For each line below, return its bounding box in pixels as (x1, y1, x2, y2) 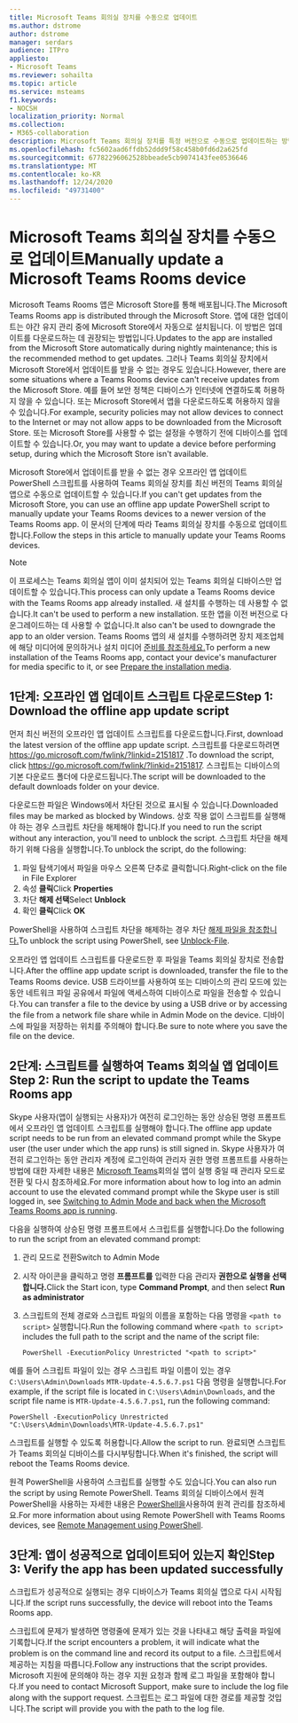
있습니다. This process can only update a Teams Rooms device (49, 586, 276, 597)
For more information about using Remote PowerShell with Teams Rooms (18, 1509, 286, 1520)
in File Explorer (21, 872, 77, 883)
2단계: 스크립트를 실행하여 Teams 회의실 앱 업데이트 (9, 1058, 279, 1074)
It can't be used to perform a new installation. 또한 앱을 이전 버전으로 (32, 609, 279, 619)
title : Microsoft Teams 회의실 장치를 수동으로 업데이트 (9, 12, 198, 22)
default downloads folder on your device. (9, 781, 160, 791)
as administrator (21, 1292, 84, 1302)
